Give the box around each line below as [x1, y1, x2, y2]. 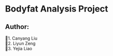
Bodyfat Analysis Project [5, 3, 109, 14]
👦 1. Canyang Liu [5, 35, 38, 41]
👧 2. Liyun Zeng [5, 41, 36, 46]
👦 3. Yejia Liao [5, 46, 33, 51]
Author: [5, 23, 29, 31]
